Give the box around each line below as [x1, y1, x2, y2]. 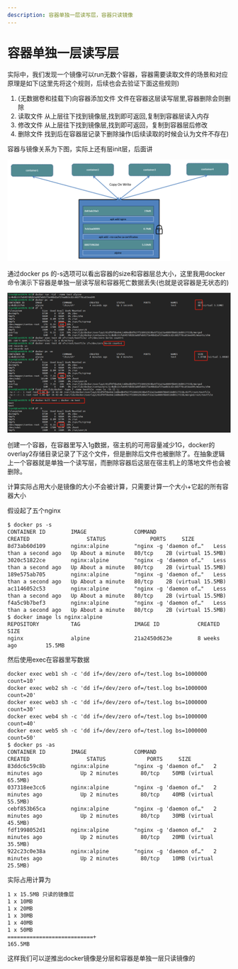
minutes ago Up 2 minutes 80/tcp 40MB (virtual [7, 792, 214, 799]
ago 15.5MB [7, 642, 65, 650]
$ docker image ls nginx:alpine [7, 614, 103, 621]
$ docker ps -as [7, 742, 55, 749]
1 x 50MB [7, 926, 33, 934]
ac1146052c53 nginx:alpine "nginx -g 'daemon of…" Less [7, 586, 227, 593]
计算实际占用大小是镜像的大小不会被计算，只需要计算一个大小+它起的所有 [7, 483, 223, 491]
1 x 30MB [7, 912, 33, 919]
